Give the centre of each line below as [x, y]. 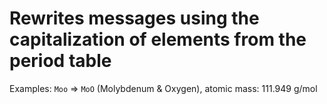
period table [60, 61]
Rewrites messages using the [134, 18]
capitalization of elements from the [158, 39]
